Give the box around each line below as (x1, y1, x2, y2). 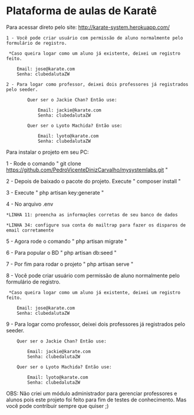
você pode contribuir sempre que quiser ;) (6, 402, 109, 409)
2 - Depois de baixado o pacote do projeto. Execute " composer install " (6, 177, 181, 185)
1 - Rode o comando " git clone (6, 160, 81, 167)
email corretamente (6, 227, 54, 233)
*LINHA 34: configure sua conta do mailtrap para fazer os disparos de (6, 222, 186, 228)
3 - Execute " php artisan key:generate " (6, 189, 104, 196)
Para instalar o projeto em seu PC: (6, 149, 89, 156)
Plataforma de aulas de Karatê (6, 4, 157, 18)
